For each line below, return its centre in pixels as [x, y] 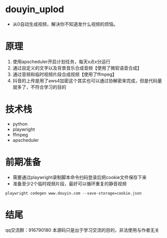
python [20, 124]
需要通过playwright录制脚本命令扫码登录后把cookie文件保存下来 [80, 177]
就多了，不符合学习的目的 [39, 87]
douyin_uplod [35, 9]
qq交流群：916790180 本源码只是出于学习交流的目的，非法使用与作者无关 [82, 230]
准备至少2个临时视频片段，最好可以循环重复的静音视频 [70, 184]
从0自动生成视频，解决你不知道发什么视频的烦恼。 [65, 24]
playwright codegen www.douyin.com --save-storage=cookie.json [74, 193]
